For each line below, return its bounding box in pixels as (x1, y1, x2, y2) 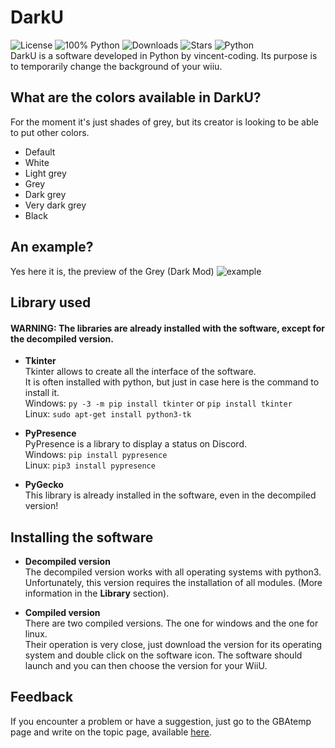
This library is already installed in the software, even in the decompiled (24, 489, 317, 501)
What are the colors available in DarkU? (10, 89, 262, 106)
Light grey (24, 167, 67, 179)
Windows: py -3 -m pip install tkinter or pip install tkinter (24, 397, 293, 410)
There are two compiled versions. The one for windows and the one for (24, 617, 319, 629)
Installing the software (10, 529, 154, 546)
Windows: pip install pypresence (24, 449, 168, 461)
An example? (10, 239, 94, 256)
